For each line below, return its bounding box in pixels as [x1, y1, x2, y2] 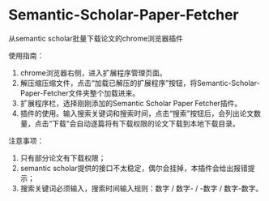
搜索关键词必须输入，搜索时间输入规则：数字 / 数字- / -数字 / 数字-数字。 [19, 183, 263, 193]
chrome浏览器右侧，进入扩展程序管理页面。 [19, 67, 167, 78]
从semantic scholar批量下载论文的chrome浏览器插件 [8, 33, 184, 43]
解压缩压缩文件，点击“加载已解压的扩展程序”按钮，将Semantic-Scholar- [19, 78, 261, 88]
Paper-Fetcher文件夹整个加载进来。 [19, 88, 140, 98]
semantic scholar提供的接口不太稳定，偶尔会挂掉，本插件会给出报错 [19, 163, 249, 173]
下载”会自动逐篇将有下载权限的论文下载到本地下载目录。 [51, 118, 241, 128]
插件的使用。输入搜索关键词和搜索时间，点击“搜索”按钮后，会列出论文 [19, 108, 254, 118]
